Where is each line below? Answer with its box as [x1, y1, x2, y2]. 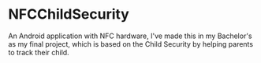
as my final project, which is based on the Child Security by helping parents [8, 39, 254, 48]
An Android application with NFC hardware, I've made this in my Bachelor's [8, 31, 252, 40]
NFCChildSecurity [8, 5, 130, 23]
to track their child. [8, 47, 69, 57]
